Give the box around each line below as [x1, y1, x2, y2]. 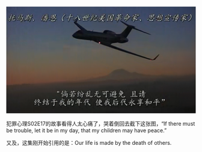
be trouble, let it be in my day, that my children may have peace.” [6, 127, 167, 134]
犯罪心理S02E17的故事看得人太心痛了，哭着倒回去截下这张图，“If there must [6, 120, 195, 127]
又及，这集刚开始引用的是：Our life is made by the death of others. [6, 139, 172, 146]
